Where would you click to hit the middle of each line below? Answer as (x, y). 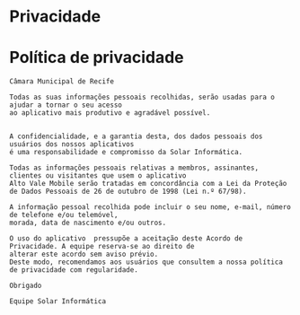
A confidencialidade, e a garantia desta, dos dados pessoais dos (136, 136)
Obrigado (26, 286)
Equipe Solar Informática (57, 302)
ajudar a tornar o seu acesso (66, 105)
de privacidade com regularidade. (74, 270)
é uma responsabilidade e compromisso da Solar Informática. (126, 153)
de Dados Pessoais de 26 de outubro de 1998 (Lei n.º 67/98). (128, 192)
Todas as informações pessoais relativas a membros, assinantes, (134, 168)
